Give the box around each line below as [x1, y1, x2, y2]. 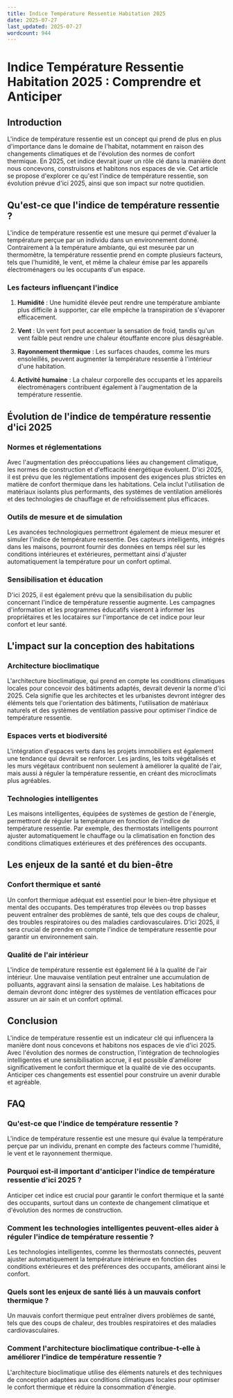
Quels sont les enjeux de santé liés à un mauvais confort [7, 1287, 201, 1297]
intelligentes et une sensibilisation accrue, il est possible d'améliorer [7, 1056, 202, 1064]
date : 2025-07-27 [7, 17, 58, 24]
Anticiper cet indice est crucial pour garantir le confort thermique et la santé [7, 1191, 224, 1199]
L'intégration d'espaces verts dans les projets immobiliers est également [7, 747, 214, 755]
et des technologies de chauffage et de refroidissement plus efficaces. [7, 495, 209, 503]
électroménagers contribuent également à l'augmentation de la [17, 383, 198, 391]
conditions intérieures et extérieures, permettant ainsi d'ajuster [7, 550, 187, 559]
